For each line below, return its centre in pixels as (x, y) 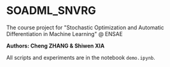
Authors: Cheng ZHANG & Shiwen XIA (55, 46)
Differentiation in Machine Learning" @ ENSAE (65, 33)
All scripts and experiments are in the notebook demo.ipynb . (81, 57)
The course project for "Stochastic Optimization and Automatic (85, 27)
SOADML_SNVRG (51, 11)
